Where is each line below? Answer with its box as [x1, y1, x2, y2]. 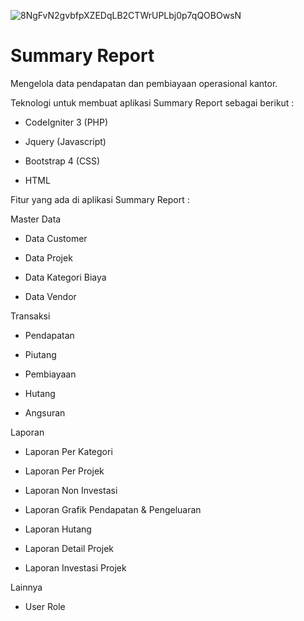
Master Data [10, 213, 62, 225]
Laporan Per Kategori [24, 445, 113, 457]
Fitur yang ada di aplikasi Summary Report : [10, 193, 190, 205]
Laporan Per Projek [24, 465, 105, 477]
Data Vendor [24, 290, 77, 302]
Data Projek [24, 251, 73, 264]
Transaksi [10, 310, 51, 322]
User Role [24, 600, 66, 612]
